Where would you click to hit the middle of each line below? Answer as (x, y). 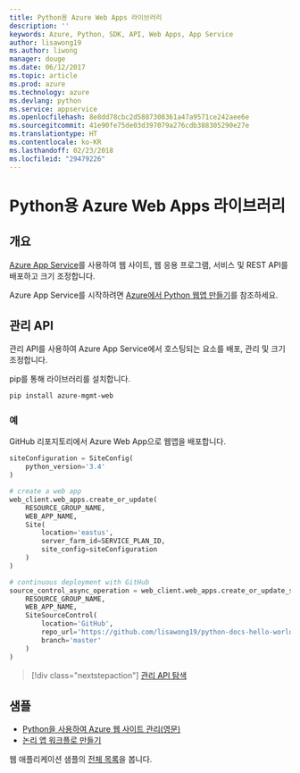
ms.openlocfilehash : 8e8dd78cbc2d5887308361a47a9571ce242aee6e (129, 117)
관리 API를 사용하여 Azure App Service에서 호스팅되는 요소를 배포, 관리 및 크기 (147, 349)
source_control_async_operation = (74, 591)
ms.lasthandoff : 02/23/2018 (62, 150)
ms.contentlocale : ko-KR (55, 142)
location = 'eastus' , (78, 533)
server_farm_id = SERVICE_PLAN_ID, (104, 542)
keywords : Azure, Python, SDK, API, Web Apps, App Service (121, 34)
